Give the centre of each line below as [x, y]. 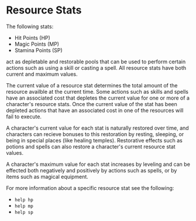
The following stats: [30, 26]
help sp [24, 212]
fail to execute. [24, 116]
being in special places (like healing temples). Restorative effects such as [94, 140]
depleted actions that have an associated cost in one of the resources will [95, 110]
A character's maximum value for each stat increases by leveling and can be [98, 164]
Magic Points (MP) [37, 44]
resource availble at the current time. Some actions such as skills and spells [97, 91]
